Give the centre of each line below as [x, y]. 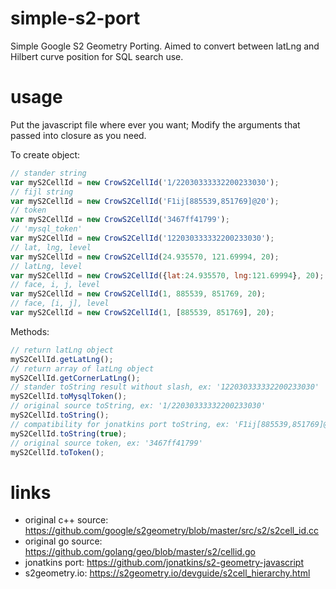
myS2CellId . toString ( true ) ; [69, 433]
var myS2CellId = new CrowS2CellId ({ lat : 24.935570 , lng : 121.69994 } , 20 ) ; [167, 275]
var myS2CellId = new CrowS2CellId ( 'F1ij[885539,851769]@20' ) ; [145, 201]
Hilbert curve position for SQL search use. [97, 56]
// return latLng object [62, 350]
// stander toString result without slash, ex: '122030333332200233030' [165, 387]
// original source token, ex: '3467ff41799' [106, 443]
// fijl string [42, 192]
